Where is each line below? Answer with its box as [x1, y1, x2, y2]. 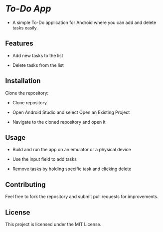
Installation [5, 77, 41, 85]
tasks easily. [12, 24, 38, 30]
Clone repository [12, 99, 47, 105]
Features [5, 39, 33, 48]
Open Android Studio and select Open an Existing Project [12, 109, 130, 115]
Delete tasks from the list [12, 62, 64, 68]
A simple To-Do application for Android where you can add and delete [12, 19, 157, 25]
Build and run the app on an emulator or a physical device [12, 147, 131, 153]
